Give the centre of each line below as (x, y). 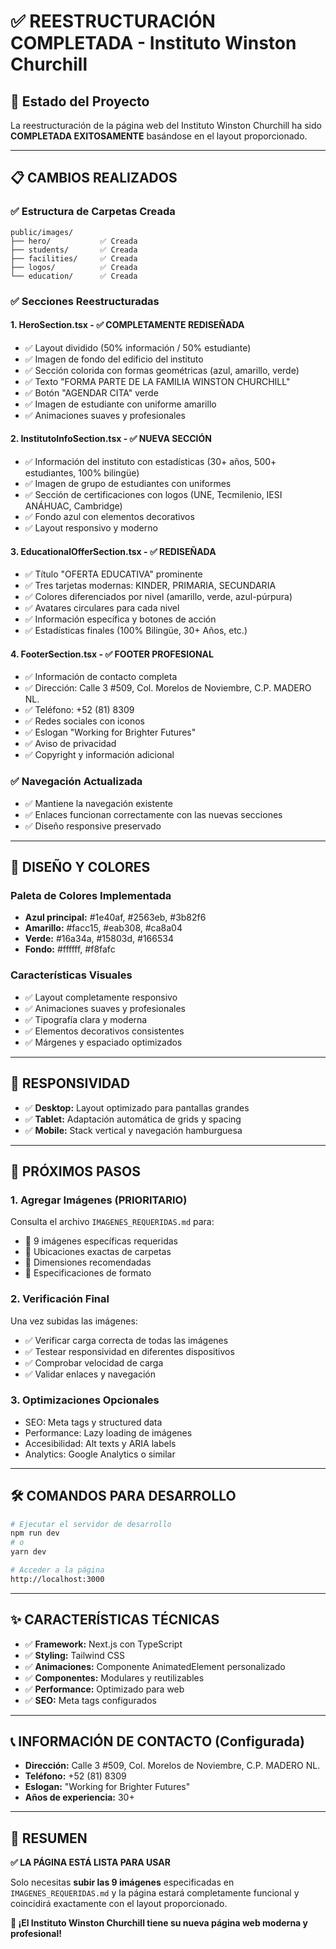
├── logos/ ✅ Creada (74, 267)
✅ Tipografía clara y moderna (86, 1019)
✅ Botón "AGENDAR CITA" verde (91, 392)
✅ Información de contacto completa (101, 677)
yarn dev (28, 1552)
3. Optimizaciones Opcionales (85, 1400)
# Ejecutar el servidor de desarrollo (91, 1524)
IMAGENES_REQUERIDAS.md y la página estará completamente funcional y (155, 1893)
